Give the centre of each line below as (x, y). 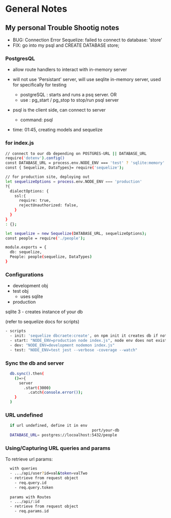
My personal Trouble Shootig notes (62, 28)
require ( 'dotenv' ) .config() (35, 158)
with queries (24, 469)
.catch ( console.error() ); (55, 393)
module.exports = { (26, 248)
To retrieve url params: (29, 459)
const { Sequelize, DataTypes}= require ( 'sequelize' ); (65, 168)
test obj (21, 291)
